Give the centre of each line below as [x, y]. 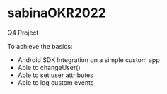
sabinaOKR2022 [57, 13]
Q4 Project [23, 33]
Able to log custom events [56, 82]
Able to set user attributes [56, 75]
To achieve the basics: [40, 46]
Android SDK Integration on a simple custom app [89, 60]
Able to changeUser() [49, 67]
